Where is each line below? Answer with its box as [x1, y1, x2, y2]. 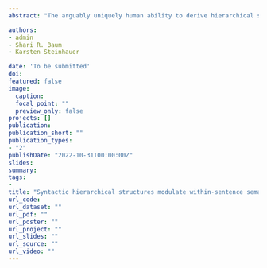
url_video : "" [8, 247, 56, 255]
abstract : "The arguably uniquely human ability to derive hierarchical [8, 11, 254, 20]
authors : [8, 25, 37, 34]
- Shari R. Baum [8, 41, 62, 49]
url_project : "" [8, 225, 62, 233]
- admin [8, 33, 34, 41]
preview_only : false [15, 107, 83, 115]
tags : [8, 173, 26, 181]
